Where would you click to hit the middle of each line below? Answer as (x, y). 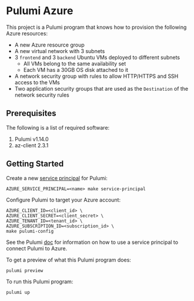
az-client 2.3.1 (31, 145)
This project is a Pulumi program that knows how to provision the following (96, 27)
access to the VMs (37, 82)
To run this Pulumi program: (40, 282)
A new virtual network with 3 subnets (60, 51)
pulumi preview (25, 270)
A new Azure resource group (50, 45)
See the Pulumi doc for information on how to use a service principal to (92, 242)
